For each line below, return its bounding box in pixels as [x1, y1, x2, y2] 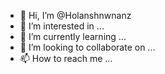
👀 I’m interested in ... [19, 20, 105, 32]
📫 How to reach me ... [19, 53, 113, 64]
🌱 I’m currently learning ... [19, 31, 127, 42]
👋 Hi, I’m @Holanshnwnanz [19, 10, 132, 21]
